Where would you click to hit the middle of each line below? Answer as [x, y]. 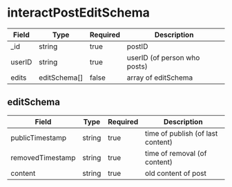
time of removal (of [176, 153]
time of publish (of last [181, 133]
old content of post [176, 173]
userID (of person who [163, 57]
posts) [137, 66]
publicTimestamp [39, 138]
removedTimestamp [43, 157]
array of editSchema [160, 78]
